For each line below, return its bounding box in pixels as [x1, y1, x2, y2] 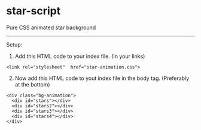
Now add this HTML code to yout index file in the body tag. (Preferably [14, 75, 190, 82]
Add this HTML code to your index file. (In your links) [14, 52, 145, 60]
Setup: [6, 41, 23, 48]
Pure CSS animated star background [6, 24, 96, 31]
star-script [6, 4, 61, 18]
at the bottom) [14, 81, 50, 88]
